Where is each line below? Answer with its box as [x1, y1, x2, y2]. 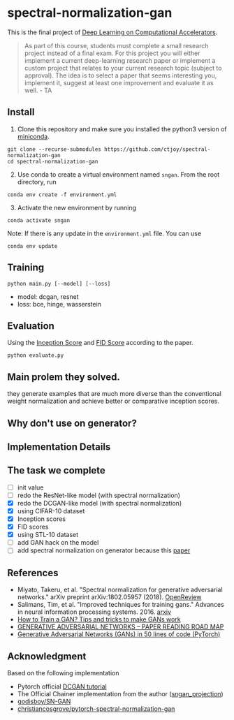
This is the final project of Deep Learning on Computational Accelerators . [7, 28, 218, 36]
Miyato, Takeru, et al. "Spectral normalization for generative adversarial [17, 585, 223, 594]
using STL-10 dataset [17, 531, 79, 539]
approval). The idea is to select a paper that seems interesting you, [24, 71, 217, 80]
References [7, 567, 59, 579]
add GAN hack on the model [17, 538, 99, 547]
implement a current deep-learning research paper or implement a [24, 56, 216, 64]
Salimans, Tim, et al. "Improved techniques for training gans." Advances [17, 601, 225, 609]
